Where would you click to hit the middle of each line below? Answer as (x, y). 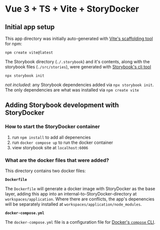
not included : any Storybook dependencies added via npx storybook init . (80, 85)
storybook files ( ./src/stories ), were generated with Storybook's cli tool (78, 67)
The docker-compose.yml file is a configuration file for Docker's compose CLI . (80, 222)
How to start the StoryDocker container (53, 126)
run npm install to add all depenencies (51, 137)
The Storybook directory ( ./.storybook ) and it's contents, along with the (77, 62)
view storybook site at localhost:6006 (50, 147)
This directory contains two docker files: (45, 171)
